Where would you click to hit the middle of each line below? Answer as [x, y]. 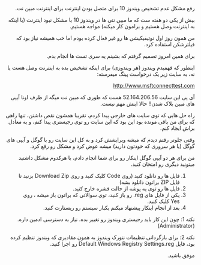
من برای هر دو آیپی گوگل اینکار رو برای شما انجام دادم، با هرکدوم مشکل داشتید [106, 158]
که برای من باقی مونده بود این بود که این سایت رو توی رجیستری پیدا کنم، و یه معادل [101, 122]
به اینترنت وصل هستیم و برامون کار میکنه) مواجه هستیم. [132, 26]
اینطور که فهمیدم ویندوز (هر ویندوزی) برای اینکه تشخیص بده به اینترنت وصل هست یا [101, 68]
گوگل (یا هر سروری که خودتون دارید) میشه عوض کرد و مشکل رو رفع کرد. [112, 146]
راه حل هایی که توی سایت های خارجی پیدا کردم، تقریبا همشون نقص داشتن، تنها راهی [100, 115]
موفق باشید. [181, 255]
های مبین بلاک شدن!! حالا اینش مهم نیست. [148, 104]
